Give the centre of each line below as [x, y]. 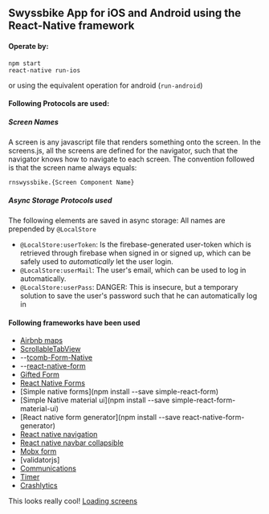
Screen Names [33, 122]
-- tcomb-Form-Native [56, 357]
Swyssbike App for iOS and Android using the [125, 13]
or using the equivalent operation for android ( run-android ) [106, 85]
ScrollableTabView [51, 349]
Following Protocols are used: [59, 104]
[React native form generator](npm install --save [100, 418]
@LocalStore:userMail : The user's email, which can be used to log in [133, 270]
